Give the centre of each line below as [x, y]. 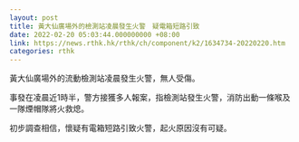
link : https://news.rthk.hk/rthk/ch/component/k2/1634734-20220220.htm [147, 43]
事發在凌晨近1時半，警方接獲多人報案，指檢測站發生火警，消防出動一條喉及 [150, 98]
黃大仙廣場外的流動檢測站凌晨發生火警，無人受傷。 [105, 79]
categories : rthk [42, 52]
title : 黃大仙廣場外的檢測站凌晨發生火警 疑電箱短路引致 [105, 26]
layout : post [34, 18]
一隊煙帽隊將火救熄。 [49, 109]
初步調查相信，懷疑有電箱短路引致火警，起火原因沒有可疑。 [121, 128]
